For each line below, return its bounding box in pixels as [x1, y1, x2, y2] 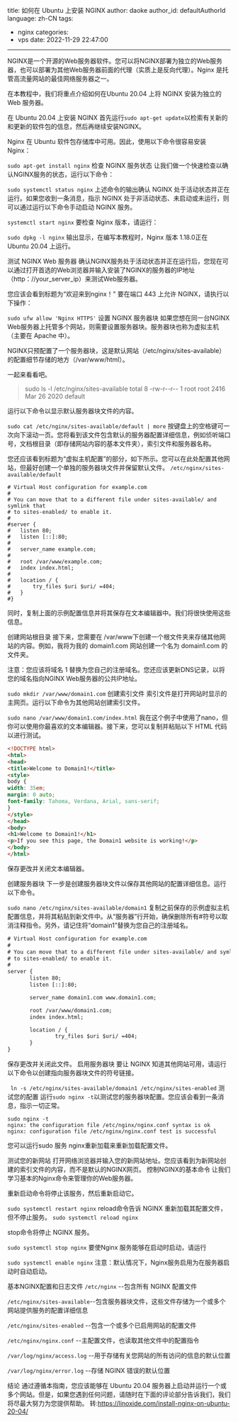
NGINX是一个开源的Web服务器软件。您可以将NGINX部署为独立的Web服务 [7, 57, 223, 65]
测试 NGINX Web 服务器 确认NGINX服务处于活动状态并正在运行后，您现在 [7, 257, 223, 265]
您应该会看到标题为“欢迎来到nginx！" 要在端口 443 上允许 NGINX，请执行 [7, 290, 223, 298]
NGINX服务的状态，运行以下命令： [13, 170, 115, 179]
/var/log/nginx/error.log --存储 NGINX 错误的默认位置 [7, 1367, 171, 1375]
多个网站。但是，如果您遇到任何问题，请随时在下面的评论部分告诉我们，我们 [7, 1390, 231, 1399]
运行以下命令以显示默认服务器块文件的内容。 [7, 407, 138, 415]
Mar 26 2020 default [24, 392, 86, 401]
